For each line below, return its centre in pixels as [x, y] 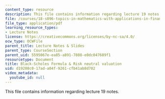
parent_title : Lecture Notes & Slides [45, 46]
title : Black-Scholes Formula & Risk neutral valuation [63, 64]
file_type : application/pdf [34, 23]
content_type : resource [29, 10]
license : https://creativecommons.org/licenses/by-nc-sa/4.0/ [70, 37]
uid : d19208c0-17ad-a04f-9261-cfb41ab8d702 [50, 69]
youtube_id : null [27, 78]
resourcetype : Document [29, 59]
